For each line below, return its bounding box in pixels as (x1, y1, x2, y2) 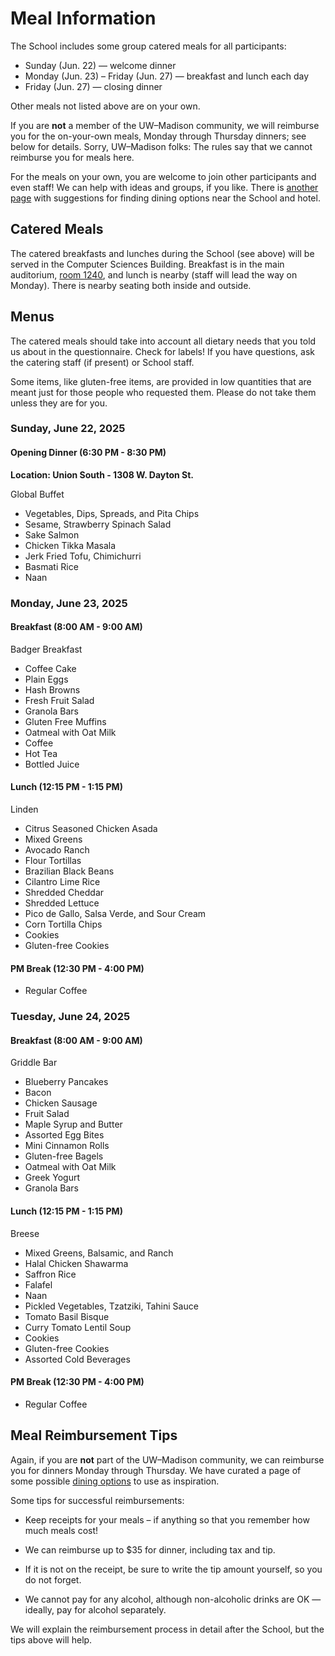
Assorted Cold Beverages (24, 1353, 131, 1365)
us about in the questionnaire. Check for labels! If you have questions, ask (10, 345, 315, 357)
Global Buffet (10, 488, 65, 500)
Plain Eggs (24, 673, 69, 685)
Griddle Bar (10, 1057, 58, 1069)
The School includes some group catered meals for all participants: (10, 40, 287, 52)
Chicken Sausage (24, 1097, 98, 1109)
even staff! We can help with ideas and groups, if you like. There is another (10, 181, 319, 193)
